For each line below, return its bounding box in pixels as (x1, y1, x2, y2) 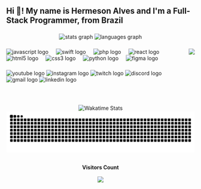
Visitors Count (82, 163, 119, 171)
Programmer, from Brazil (29, 16, 124, 26)
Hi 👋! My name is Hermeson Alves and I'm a (6, 6, 172, 16)
